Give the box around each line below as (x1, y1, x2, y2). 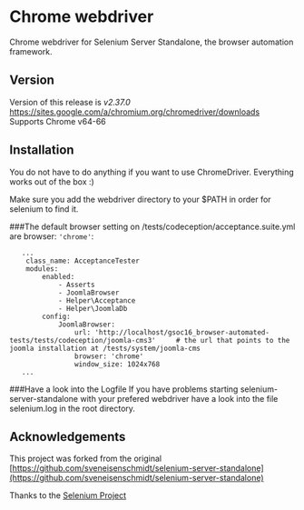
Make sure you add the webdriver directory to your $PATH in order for (9, 194, 271, 205)
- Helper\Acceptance (57, 295, 136, 305)
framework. (9, 45, 53, 56)
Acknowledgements (9, 429, 126, 445)
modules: (25, 264, 59, 274)
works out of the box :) (9, 175, 95, 187)
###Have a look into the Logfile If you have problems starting (9, 384, 239, 395)
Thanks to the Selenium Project (9, 490, 127, 501)
